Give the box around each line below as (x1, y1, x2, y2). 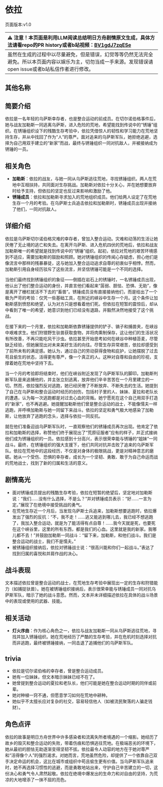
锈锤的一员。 (5, 146, 31, 152)
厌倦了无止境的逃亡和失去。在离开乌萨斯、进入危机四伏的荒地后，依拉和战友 (5, 242, 158, 248)
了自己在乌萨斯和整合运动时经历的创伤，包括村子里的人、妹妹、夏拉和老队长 (5, 389, 158, 394)
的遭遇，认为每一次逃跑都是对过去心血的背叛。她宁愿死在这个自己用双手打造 (5, 394, 158, 400)
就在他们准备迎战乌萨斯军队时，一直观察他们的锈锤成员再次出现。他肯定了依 (5, 423, 158, 429)
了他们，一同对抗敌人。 (12, 206, 59, 212)
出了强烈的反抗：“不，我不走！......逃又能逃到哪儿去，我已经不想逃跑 (16, 514, 154, 520)
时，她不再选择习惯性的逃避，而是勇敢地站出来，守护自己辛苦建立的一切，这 (5, 764, 158, 770)
